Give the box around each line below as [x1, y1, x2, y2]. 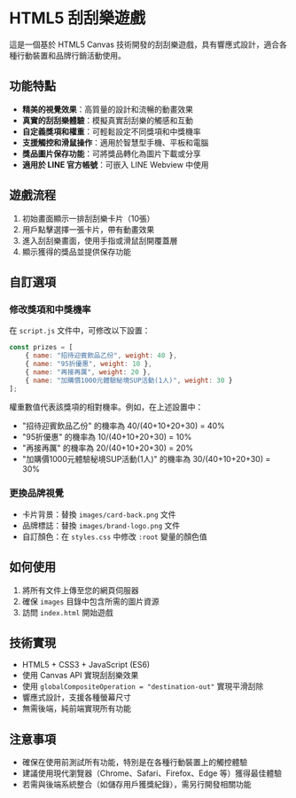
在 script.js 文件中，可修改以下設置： [9, 325, 151, 336]
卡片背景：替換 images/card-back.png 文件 [21, 509, 176, 520]
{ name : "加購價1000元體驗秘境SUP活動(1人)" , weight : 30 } [25, 376, 233, 385]
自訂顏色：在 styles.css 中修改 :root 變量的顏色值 [21, 531, 207, 542]
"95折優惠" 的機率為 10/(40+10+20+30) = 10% [21, 431, 192, 442]
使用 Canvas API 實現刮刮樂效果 [21, 670, 139, 681]
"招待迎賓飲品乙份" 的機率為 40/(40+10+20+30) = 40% [21, 420, 226, 431]
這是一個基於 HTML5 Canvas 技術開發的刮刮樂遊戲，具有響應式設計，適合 [9, 39, 280, 50]
